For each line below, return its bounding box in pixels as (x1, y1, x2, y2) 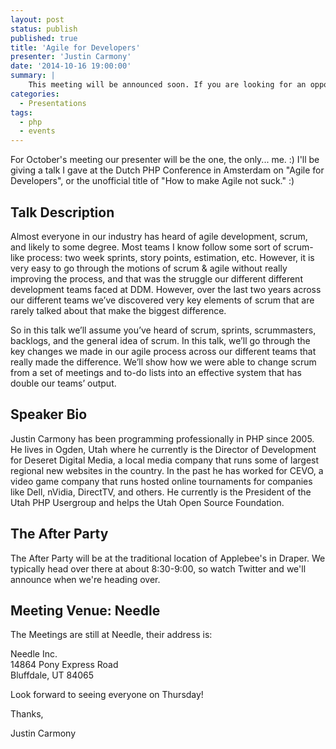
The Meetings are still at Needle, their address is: (10, 629, 213, 641)
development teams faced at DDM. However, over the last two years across (10, 283, 322, 295)
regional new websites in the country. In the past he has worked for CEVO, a (10, 464, 324, 476)
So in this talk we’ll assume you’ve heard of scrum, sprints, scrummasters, (10, 324, 317, 336)
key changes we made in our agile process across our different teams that (10, 345, 317, 357)
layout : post (10, 14, 65, 25)
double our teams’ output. (10, 377, 117, 389)
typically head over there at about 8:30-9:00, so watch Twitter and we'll (10, 562, 307, 575)
